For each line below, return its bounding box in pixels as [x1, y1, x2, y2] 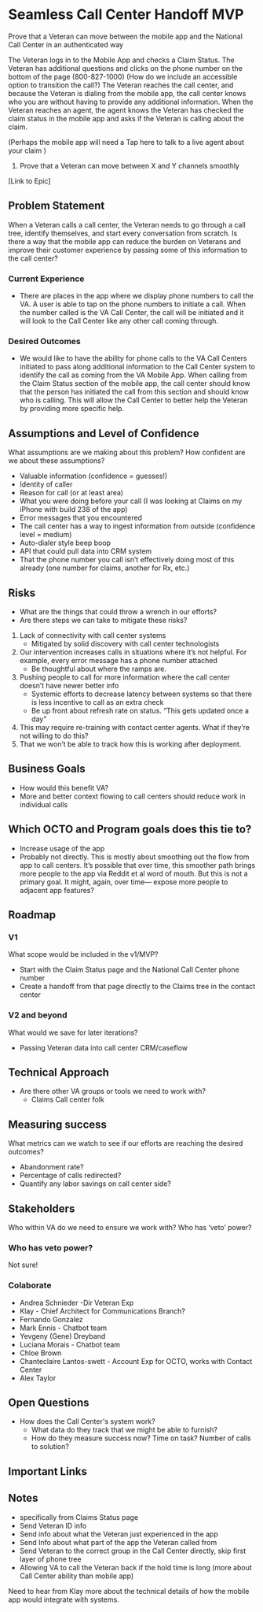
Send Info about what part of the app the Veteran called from [19, 1537, 217, 1547]
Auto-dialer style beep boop [19, 538, 111, 548]
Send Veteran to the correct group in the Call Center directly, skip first [19, 1546, 246, 1555]
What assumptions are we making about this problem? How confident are [8, 447, 246, 458]
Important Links [8, 1465, 88, 1478]
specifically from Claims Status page [19, 1512, 139, 1521]
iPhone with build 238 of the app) [19, 505, 128, 514]
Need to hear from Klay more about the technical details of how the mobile [8, 1586, 250, 1595]
